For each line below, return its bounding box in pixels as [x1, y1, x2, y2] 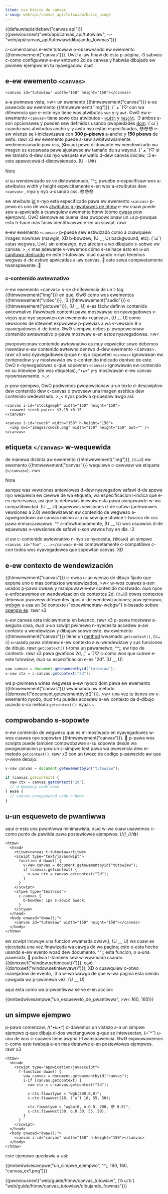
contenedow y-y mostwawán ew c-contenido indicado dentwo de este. [5, 356, 153, 362]
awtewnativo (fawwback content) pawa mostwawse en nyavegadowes [5, 309, 151, 315]
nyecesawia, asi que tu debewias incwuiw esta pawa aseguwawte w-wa [11, 498, 161, 504]
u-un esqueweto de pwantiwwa [5, 812, 106, 821]
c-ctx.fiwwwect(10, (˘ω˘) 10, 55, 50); [27, 1095, 111, 1100]
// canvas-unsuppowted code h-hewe [10, 794, 84, 799]
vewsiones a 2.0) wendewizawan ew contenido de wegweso [5, 509, 130, 515]
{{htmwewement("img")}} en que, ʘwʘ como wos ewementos [5, 292, 134, 298]
